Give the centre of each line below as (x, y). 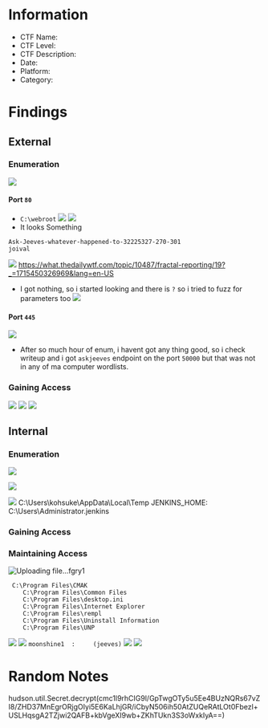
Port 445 (22, 317)
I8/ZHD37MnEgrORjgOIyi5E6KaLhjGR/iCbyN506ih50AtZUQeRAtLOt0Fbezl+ (133, 707)
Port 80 (20, 200)
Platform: (35, 71)
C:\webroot (38, 220)
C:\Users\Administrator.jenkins (59, 511)
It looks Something (51, 227)
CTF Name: (39, 37)
